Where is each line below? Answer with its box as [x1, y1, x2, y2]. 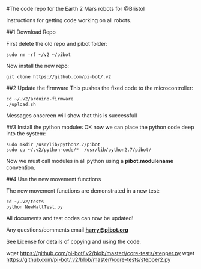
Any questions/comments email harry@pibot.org [6, 226, 128, 233]
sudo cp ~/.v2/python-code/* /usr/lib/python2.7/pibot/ [6, 147, 152, 153]
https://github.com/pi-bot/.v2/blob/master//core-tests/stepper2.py [6, 256, 171, 263]
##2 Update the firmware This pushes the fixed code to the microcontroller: [6, 84, 194, 91]
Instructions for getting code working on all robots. [6, 17, 132, 23]
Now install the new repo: [6, 63, 70, 69]
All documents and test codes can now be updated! [6, 215, 134, 221]
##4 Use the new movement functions [6, 176, 101, 182]
